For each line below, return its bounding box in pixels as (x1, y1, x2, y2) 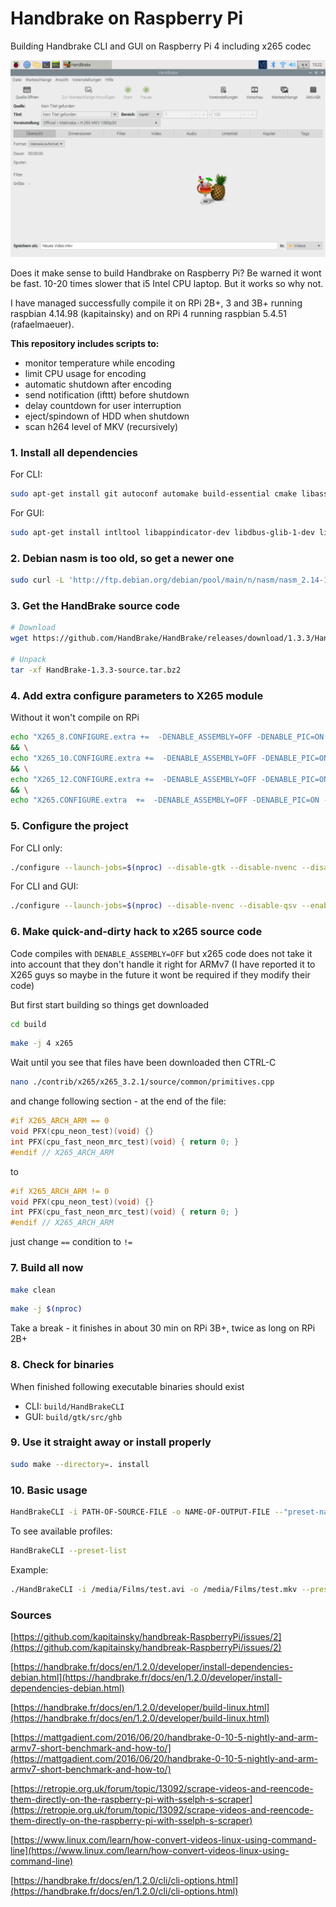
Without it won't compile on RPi (10, 712, 140, 724)
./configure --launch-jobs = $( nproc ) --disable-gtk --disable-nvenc (10, 862, 298, 872)
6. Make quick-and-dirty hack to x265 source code (10, 925, 263, 939)
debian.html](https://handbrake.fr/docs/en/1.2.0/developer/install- (10, 1671, 283, 1683)
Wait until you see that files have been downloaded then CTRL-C (10, 1057, 277, 1069)
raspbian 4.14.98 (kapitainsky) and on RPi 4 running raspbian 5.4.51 (10, 307, 288, 319)
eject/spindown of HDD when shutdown (24, 410, 190, 422)
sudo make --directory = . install (10, 1459, 150, 1469)
